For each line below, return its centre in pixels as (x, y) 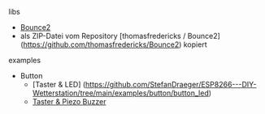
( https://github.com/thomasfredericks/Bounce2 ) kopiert (113, 44)
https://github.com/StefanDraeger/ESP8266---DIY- (171, 84)
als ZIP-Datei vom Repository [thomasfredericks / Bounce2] (120, 36)
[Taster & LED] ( (59, 84)
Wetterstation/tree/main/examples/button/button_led (120, 93)
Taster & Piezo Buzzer (69, 101)
